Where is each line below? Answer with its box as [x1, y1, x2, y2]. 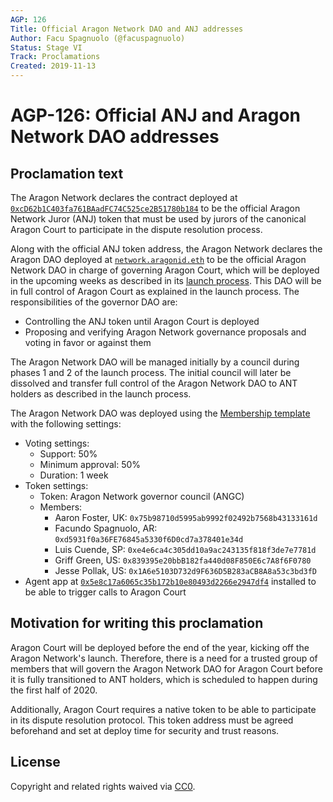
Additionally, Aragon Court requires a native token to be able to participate [10, 703, 317, 715]
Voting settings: [24, 437, 90, 449]
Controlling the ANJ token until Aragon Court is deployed [24, 316, 260, 327]
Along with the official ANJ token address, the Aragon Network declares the [10, 243, 323, 255]
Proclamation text [10, 165, 124, 182]
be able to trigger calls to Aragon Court [24, 586, 187, 598]
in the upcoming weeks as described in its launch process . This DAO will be [10, 275, 322, 286]
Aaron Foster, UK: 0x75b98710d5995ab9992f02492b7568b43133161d [54, 512, 318, 523]
